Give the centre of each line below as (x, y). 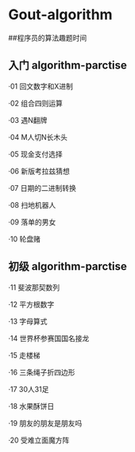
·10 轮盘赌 (25, 239)
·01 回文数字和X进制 (41, 86)
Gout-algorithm (60, 15)
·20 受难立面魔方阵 (39, 440)
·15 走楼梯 (24, 355)
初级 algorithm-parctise (67, 266)
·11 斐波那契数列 (34, 287)
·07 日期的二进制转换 (42, 188)
